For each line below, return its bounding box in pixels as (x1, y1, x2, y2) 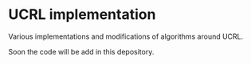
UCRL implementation (8, 6, 156, 24)
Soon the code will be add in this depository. (8, 47, 155, 56)
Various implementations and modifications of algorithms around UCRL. (8, 32, 244, 41)
